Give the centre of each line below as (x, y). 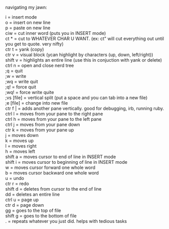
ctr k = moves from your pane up (40, 130)
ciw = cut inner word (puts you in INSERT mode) (56, 33)
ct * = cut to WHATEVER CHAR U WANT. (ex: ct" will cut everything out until (84, 38)
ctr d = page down (25, 205)
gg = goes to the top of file (33, 210)
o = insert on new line (28, 22)
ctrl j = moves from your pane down (43, 124)
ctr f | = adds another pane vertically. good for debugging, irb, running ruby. (85, 108)
